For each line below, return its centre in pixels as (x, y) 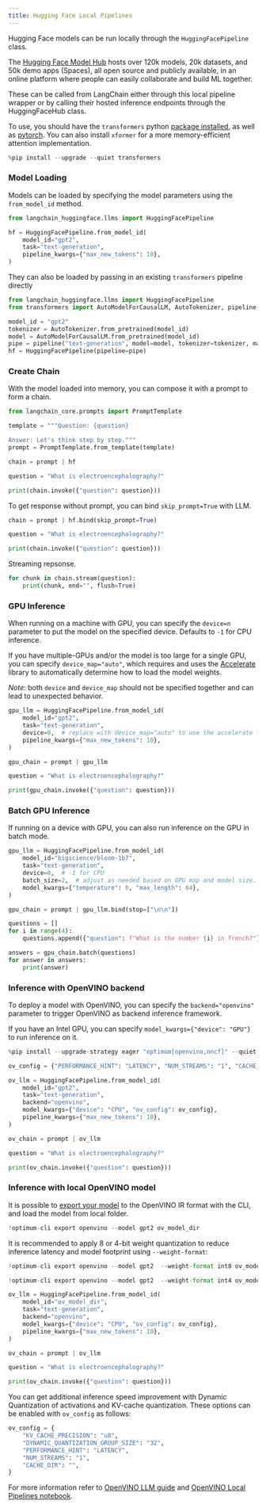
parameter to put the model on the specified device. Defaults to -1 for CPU (130, 632)
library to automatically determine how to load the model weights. (115, 672)
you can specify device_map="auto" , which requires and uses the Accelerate (132, 664)
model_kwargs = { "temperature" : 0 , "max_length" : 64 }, (111, 888)
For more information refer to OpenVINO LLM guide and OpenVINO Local (127, 1487)
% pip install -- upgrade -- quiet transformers (84, 158)
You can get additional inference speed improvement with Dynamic (118, 1397)
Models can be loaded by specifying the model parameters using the (121, 195)
